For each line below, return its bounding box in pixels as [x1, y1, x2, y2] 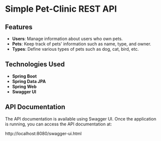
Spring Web [12, 83, 37, 89]
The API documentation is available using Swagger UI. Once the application [5, 116, 157, 121]
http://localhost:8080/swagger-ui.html [5, 130, 82, 136]
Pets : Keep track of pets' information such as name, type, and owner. [12, 41, 152, 47]
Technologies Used [5, 60, 65, 69]
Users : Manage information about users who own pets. [12, 36, 123, 41]
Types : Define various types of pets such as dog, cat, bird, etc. [12, 46, 139, 52]
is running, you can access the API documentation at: [5, 121, 112, 127]
